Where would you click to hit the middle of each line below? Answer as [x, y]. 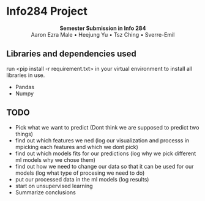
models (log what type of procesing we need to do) [80, 173]
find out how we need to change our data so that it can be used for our [104, 166]
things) [24, 134]
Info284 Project [47, 11]
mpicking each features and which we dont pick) [77, 147]
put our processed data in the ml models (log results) [82, 179]
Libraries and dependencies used [71, 54]
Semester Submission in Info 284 [103, 28]
